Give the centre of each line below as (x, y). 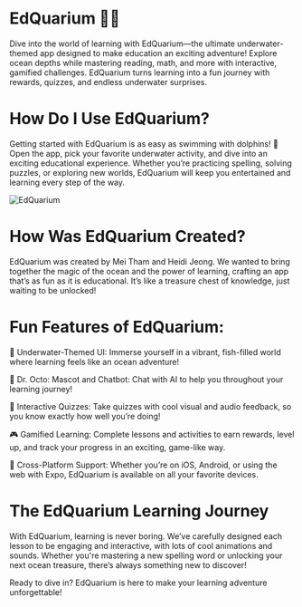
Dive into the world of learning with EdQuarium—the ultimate (122, 43)
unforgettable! (36, 592)
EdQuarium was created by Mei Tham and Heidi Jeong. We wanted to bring (150, 261)
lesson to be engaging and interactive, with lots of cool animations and (141, 545)
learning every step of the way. (67, 182)
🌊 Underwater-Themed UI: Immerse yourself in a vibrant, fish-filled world (146, 352)
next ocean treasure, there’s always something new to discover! (128, 564)
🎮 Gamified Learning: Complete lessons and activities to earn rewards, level (152, 434)
